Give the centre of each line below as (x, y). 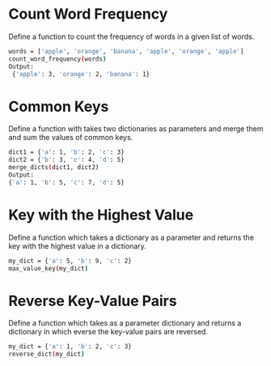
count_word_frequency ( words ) (57, 59)
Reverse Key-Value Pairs (93, 301)
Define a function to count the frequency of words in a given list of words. (131, 36)
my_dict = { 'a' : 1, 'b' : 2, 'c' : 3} (70, 347)
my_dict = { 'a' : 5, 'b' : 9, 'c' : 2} (70, 261)
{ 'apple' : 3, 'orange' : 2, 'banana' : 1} (81, 74)
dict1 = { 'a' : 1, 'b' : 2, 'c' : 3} (67, 152)
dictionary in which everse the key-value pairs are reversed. (108, 332)
